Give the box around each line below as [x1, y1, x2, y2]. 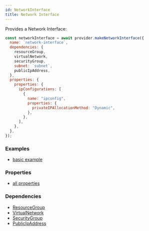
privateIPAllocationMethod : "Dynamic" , [31, 105, 115, 110]
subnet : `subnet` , [14, 63, 52, 68]
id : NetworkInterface [5, 7, 50, 13]
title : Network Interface [5, 12, 59, 17]
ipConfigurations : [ [18, 87, 61, 92]
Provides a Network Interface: [5, 26, 67, 32]
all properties [12, 180, 40, 186]
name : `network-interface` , [9, 40, 68, 45]
